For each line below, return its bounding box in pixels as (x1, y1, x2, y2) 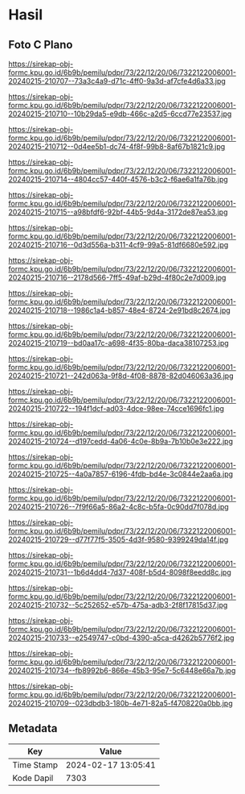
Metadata (8, 721, 58, 735)
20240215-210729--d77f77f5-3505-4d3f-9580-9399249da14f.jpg (8, 534, 229, 544)
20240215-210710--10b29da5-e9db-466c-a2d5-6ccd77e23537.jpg (8, 109, 232, 118)
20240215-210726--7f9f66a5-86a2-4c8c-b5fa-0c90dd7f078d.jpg (8, 502, 229, 511)
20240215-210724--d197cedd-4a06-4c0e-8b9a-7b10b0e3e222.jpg (8, 437, 234, 446)
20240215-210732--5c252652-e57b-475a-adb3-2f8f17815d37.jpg (8, 601, 228, 609)
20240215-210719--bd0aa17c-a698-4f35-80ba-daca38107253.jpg (8, 339, 229, 347)
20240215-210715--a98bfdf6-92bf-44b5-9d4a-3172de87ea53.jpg (8, 207, 228, 217)
